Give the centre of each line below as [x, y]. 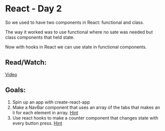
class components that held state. [40, 37]
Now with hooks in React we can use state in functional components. [76, 47]
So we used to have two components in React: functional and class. [75, 22]
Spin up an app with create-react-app [51, 102]
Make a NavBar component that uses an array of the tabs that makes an [86, 107]
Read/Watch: [26, 63]
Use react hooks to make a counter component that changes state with [85, 118]
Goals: [15, 90]
